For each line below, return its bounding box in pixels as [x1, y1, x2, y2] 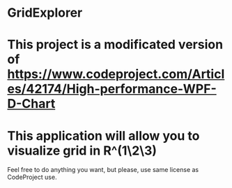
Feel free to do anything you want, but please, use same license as [7, 166, 199, 174]
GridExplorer [7, 5, 83, 21]
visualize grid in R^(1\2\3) [7, 143, 157, 158]
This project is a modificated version [7, 37, 224, 53]
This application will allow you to [7, 127, 200, 143]
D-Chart [7, 96, 56, 112]
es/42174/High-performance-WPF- [7, 81, 217, 97]
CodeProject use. [7, 173, 57, 182]
